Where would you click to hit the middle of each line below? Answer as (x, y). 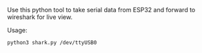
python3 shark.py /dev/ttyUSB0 (52, 43)
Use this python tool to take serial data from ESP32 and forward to (101, 10)
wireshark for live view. (40, 17)
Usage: (17, 30)
